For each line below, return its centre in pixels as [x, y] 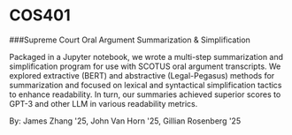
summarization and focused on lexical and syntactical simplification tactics [146, 85]
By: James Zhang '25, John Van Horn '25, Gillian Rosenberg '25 [125, 121]
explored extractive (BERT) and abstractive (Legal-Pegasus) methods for [142, 75]
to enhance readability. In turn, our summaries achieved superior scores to [145, 94]
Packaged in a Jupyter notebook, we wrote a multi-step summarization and [146, 56]
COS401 [40, 15]
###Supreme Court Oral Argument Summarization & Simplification [130, 40]
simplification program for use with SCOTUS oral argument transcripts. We [145, 66]
